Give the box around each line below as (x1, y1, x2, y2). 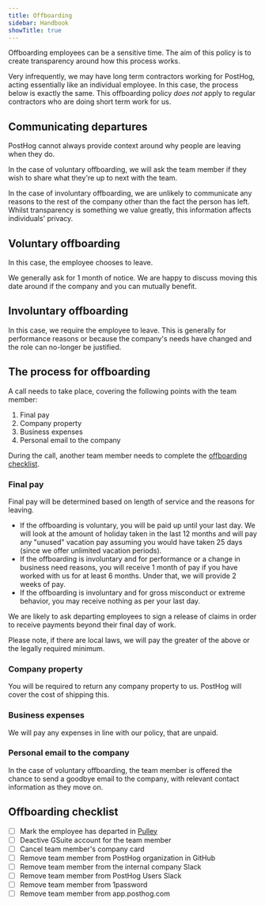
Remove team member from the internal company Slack (19, 862, 202, 871)
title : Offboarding (8, 11, 73, 20)
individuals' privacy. (8, 214, 74, 223)
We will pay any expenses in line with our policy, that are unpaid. (8, 728, 219, 737)
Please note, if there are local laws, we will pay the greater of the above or (8, 635, 251, 645)
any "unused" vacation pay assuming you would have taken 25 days (19, 537, 243, 546)
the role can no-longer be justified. (8, 342, 122, 352)
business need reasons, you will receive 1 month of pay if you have (19, 562, 238, 572)
